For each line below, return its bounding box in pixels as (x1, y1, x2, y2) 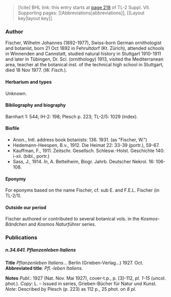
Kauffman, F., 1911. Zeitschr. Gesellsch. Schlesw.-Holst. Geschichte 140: (12, 147, 165, 154)
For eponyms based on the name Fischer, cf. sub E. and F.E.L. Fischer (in (5, 187, 160, 193)
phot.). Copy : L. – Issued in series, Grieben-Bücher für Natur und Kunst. (5, 281, 157, 287)
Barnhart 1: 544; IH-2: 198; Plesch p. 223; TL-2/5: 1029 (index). (5, 113, 138, 120)
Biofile (5, 125, 20, 132)
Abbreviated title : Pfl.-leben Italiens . (5, 265, 83, 271)
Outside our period (5, 204, 47, 210)
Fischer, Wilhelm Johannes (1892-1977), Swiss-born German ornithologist (5, 40, 162, 46)
